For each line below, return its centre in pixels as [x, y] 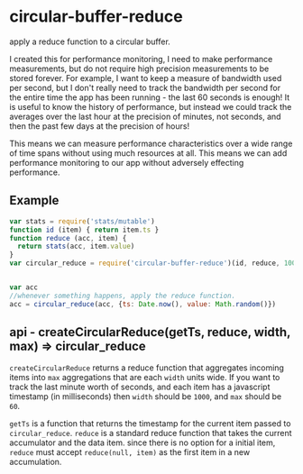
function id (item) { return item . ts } [84, 230]
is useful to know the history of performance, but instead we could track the [151, 106]
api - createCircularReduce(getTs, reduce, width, [150, 332]
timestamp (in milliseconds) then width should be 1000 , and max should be [146, 397]
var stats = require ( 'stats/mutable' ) [82, 221]
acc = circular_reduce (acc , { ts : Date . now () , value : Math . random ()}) [143, 304]
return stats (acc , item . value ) [76, 246]
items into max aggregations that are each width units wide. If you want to [145, 378]
